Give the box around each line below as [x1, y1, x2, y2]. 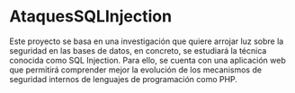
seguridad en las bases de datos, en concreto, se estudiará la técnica [9, 45, 267, 55]
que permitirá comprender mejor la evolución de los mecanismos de [9, 64, 263, 75]
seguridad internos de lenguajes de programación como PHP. [9, 73, 238, 84]
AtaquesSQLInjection [9, 6, 173, 27]
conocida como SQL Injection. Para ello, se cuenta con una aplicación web [9, 55, 286, 65]
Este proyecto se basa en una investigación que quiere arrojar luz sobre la [9, 36, 284, 46]
